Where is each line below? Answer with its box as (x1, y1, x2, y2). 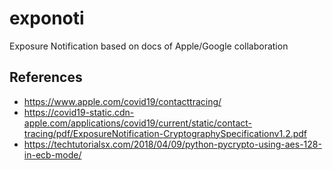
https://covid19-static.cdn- (23, 106, 135, 118)
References (9, 69, 83, 86)
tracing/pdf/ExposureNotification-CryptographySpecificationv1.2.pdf (23, 127, 308, 139)
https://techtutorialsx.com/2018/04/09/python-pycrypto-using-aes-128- (23, 138, 322, 150)
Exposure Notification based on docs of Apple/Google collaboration (9, 40, 289, 52)
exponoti (9, 7, 85, 30)
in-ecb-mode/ (23, 148, 82, 161)
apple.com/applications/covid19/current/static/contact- (23, 117, 253, 129)
